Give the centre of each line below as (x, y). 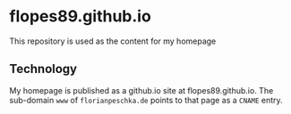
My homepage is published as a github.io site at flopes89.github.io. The (141, 90)
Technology (43, 69)
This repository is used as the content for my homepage (113, 41)
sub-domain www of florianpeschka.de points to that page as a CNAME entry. (146, 100)
